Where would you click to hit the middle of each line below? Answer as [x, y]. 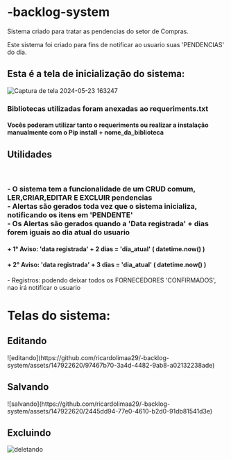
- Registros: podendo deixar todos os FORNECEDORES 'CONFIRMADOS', [112, 280]
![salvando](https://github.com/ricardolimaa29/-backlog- [89, 404]
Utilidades [30, 154]
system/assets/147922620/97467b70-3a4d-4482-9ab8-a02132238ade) [111, 365]
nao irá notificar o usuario [44, 287]
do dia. [17, 52]
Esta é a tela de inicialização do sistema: [96, 74]
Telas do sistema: [59, 315]
